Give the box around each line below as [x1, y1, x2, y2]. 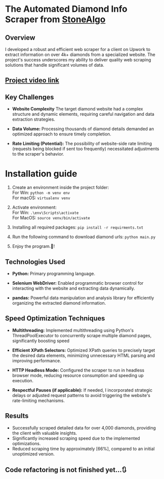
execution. [12, 377, 34, 383]
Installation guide [5, 168, 77, 180]
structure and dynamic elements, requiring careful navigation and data [12, 111, 155, 117]
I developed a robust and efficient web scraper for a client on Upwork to [5, 47, 151, 52]
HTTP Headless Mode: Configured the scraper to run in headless [12, 367, 144, 373]
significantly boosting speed [12, 338, 70, 344]
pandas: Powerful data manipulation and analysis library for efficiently [12, 294, 154, 300]
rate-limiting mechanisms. [12, 398, 65, 403]
